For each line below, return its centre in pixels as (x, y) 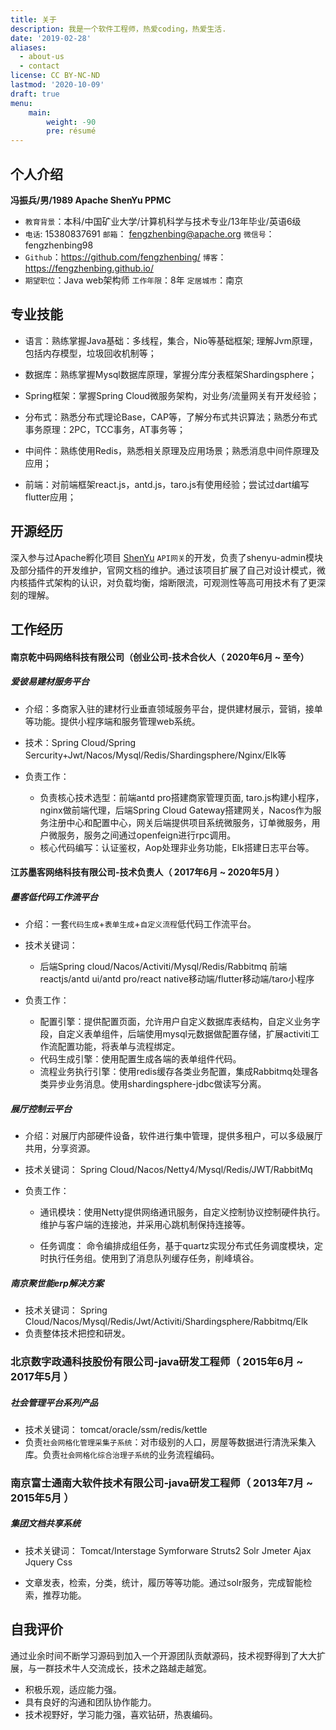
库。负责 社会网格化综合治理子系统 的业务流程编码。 (122, 1454)
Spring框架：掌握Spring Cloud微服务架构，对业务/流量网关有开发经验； (172, 395)
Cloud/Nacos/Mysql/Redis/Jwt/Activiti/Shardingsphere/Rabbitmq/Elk (166, 1322)
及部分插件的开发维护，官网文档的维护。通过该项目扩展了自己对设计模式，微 (168, 570)
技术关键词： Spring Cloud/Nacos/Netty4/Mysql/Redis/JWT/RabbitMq (168, 1170)
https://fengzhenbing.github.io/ (89, 268)
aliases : (28, 47)
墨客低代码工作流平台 (54, 897)
